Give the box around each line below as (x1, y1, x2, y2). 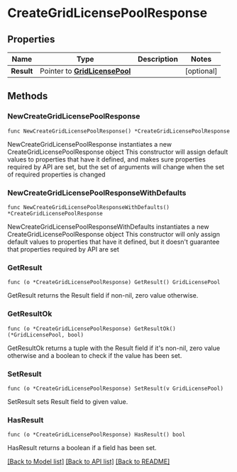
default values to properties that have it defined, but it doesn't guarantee (7, 237, 220, 246)
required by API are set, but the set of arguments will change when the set (7, 162, 225, 171)
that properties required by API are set (7, 245, 119, 253)
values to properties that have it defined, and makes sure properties (7, 154, 206, 164)
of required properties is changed (7, 170, 106, 179)
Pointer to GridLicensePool (40, 66, 131, 76)
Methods (7, 90, 48, 102)
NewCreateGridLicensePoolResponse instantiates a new (7, 140, 172, 148)
